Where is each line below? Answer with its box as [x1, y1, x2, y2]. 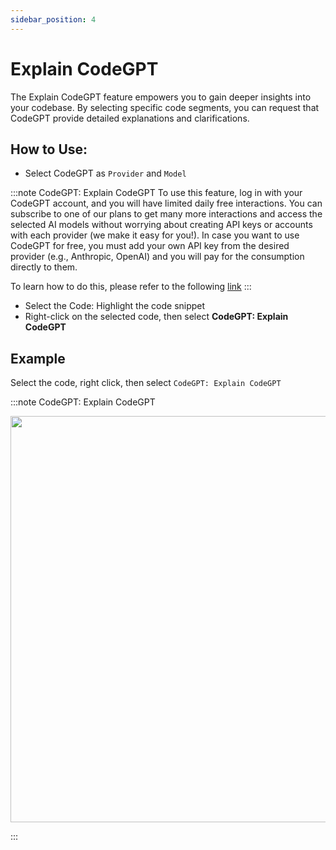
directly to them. [10, 261, 78, 273]
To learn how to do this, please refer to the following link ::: [10, 281, 252, 293]
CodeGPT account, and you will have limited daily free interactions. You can [10, 197, 323, 210]
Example [10, 350, 66, 367]
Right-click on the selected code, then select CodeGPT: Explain [24, 311, 289, 323]
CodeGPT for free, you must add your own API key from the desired [10, 240, 290, 252]
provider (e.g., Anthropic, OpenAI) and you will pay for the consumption [10, 251, 305, 263]
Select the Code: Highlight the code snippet [24, 300, 206, 312]
